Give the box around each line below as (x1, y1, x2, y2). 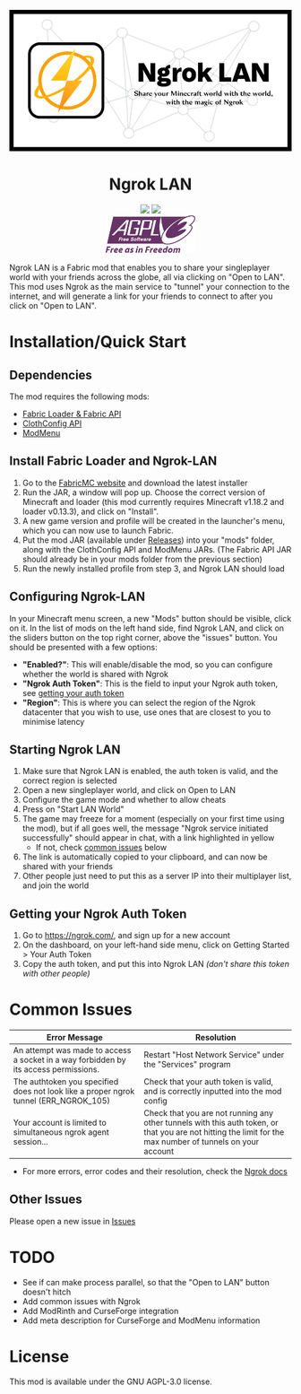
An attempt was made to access (13, 1044, 132, 1055)
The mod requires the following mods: (9, 391, 150, 402)
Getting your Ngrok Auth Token (9, 906, 187, 921)
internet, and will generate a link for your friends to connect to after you (9, 291, 273, 301)
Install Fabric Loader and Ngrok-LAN (9, 454, 218, 469)
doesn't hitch (21, 1286, 72, 1297)
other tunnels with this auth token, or (143, 1118, 279, 1128)
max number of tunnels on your (143, 1137, 260, 1147)
